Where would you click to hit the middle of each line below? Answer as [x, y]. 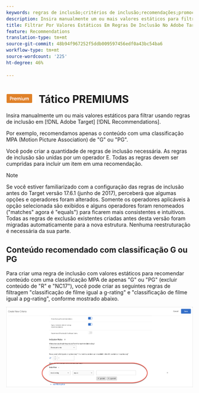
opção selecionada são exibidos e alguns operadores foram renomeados [95, 206]
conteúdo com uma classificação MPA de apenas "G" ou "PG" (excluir [92, 280]
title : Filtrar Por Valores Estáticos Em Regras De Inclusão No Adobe [95, 25]
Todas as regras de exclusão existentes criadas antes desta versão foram [96, 218]
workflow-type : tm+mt [33, 51]
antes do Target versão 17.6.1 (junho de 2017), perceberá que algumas [91, 193]
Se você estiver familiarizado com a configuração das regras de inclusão [95, 187]
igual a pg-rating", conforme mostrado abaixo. [63, 299]
